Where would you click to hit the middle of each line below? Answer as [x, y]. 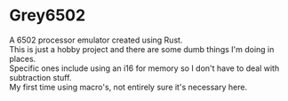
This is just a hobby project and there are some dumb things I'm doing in [142, 49]
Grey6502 [48, 16]
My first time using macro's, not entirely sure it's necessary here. [128, 87]
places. [23, 58]
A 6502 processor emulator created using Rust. [96, 40]
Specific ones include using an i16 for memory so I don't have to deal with [144, 68]
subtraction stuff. [40, 77]
